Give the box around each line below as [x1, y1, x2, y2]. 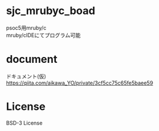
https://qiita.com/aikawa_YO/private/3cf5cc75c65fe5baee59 [6, 79, 153, 86]
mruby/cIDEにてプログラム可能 [6, 31, 81, 39]
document [6, 53, 58, 66]
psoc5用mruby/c [6, 24, 47, 31]
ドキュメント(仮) [6, 72, 47, 80]
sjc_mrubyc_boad [6, 4, 95, 18]
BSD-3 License [6, 119, 43, 126]
